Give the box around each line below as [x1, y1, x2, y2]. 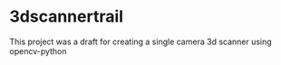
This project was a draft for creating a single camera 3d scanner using [9, 36, 272, 47]
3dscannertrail [9, 6, 124, 27]
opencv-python [9, 45, 67, 56]
